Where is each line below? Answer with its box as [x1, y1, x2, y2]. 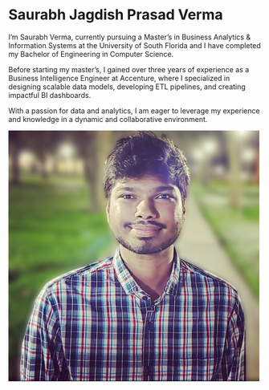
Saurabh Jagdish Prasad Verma [8, 6, 223, 24]
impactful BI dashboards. [8, 90, 92, 100]
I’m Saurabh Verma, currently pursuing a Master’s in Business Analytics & [8, 32, 251, 42]
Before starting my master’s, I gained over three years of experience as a [8, 64, 250, 74]
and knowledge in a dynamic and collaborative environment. [8, 114, 208, 124]
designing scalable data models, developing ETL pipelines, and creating [8, 82, 247, 91]
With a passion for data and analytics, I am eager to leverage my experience [8, 106, 260, 116]
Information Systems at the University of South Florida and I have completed [8, 40, 261, 50]
